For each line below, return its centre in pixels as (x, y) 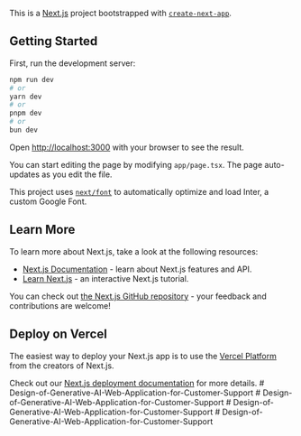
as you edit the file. (77, 174)
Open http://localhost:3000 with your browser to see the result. (127, 147)
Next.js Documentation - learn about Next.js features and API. (137, 269)
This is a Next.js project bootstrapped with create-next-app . (121, 13)
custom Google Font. (48, 201)
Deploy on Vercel (59, 334)
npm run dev (32, 79)
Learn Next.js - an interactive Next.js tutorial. (105, 278)
